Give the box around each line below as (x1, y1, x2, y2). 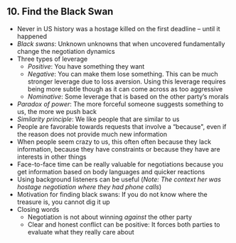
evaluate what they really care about (27, 227, 134, 236)
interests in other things (16, 152, 87, 161)
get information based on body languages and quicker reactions (16, 167, 205, 176)
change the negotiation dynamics (16, 47, 115, 55)
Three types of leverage (16, 55, 88, 63)
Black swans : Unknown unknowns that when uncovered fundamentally (16, 39, 225, 48)
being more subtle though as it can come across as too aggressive (27, 84, 223, 93)
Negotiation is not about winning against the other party (27, 213, 193, 221)
